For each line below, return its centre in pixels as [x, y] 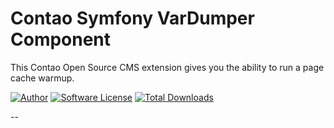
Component [61, 39]
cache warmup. [42, 78]
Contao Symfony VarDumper [132, 18]
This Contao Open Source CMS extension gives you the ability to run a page [167, 67]
